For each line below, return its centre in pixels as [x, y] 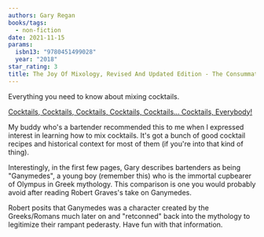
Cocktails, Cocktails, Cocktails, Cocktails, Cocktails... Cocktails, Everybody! [130, 112]
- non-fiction [38, 30]
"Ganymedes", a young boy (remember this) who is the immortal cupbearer [130, 176]
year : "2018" [37, 60]
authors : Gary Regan [42, 15]
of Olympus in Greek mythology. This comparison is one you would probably [132, 184]
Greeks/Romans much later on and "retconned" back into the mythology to [129, 216]
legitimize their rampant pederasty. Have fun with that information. [115, 224]
